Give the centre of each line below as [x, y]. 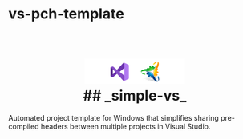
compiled [24, 127]
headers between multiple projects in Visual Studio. [126, 127]
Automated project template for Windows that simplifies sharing [113, 118]
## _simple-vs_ [135, 96]
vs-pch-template [66, 14]
